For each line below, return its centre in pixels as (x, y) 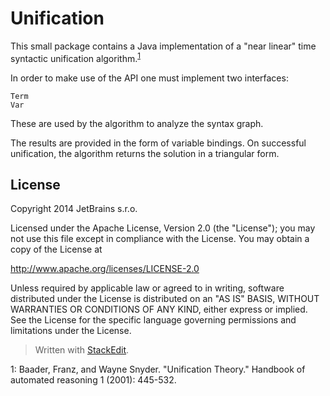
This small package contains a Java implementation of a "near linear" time (163, 46)
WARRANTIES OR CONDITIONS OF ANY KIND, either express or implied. (159, 309)
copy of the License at (56, 249)
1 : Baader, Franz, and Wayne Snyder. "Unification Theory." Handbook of (158, 369)
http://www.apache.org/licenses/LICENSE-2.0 (105, 269)
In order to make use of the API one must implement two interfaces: (149, 78)
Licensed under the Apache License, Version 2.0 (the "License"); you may (163, 228)
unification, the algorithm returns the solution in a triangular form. (145, 153)
